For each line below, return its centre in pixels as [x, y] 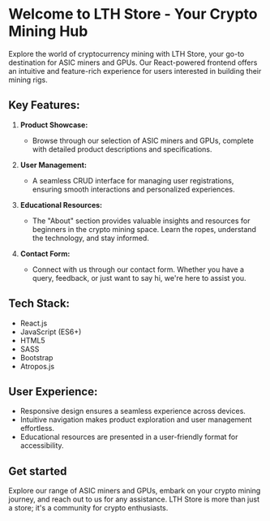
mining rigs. [28, 80]
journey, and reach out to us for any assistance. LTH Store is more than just [134, 499]
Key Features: [44, 105]
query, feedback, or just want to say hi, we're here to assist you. [139, 278]
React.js [34, 323]
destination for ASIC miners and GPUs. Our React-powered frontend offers [133, 62]
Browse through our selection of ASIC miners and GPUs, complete [143, 140]
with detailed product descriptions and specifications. [122, 149]
